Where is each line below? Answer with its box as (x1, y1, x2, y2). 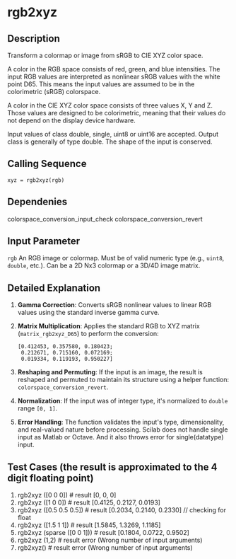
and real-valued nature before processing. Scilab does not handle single (17, 425, 228, 434)
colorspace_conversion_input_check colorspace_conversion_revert (7, 214, 203, 223)
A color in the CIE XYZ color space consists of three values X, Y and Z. (7, 101, 213, 110)
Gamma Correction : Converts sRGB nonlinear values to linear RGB (17, 301, 212, 309)
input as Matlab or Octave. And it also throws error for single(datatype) (17, 433, 224, 442)
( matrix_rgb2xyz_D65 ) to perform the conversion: (17, 330, 159, 338)
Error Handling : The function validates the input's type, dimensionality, (17, 418, 225, 427)
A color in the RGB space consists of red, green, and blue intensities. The (7, 65, 220, 73)
